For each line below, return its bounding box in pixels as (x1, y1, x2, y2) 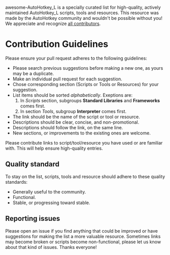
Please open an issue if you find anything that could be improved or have (5, 228, 158, 234)
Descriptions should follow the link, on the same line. (12, 124, 123, 130)
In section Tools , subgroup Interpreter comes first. (20, 108, 127, 114)
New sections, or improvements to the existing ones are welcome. (12, 130, 151, 136)
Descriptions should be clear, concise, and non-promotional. (12, 119, 140, 125)
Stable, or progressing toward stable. (12, 200, 90, 206)
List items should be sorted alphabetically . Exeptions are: (12, 92, 133, 98)
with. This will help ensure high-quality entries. (5, 145, 103, 151)
